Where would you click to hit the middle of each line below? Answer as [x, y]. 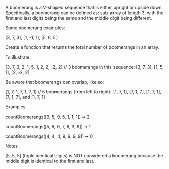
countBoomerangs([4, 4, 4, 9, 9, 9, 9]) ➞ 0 [49, 136]
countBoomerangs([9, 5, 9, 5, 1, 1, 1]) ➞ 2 [47, 117]
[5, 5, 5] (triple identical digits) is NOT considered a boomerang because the [84, 156]
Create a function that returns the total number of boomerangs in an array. [82, 47]
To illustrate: [18, 57]
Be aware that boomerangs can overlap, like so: [55, 82]
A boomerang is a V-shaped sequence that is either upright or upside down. [84, 7]
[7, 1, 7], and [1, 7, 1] [25, 97]
